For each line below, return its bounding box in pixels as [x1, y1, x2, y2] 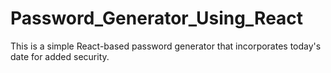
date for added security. [10, 50, 110, 62]
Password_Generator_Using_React [10, 7, 304, 30]
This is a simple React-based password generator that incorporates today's [10, 40, 322, 52]
